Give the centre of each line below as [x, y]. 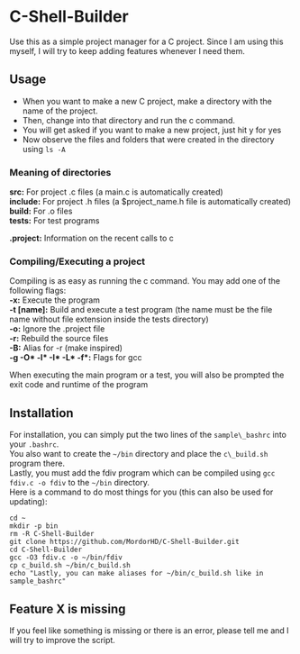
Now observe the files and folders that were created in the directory [148, 139]
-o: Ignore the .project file [57, 329]
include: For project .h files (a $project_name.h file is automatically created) [150, 202]
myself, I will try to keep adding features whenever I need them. [127, 50]
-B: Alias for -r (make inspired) [66, 348]
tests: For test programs [55, 221]
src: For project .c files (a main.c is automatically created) [116, 192]
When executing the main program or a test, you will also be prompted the [147, 375]
